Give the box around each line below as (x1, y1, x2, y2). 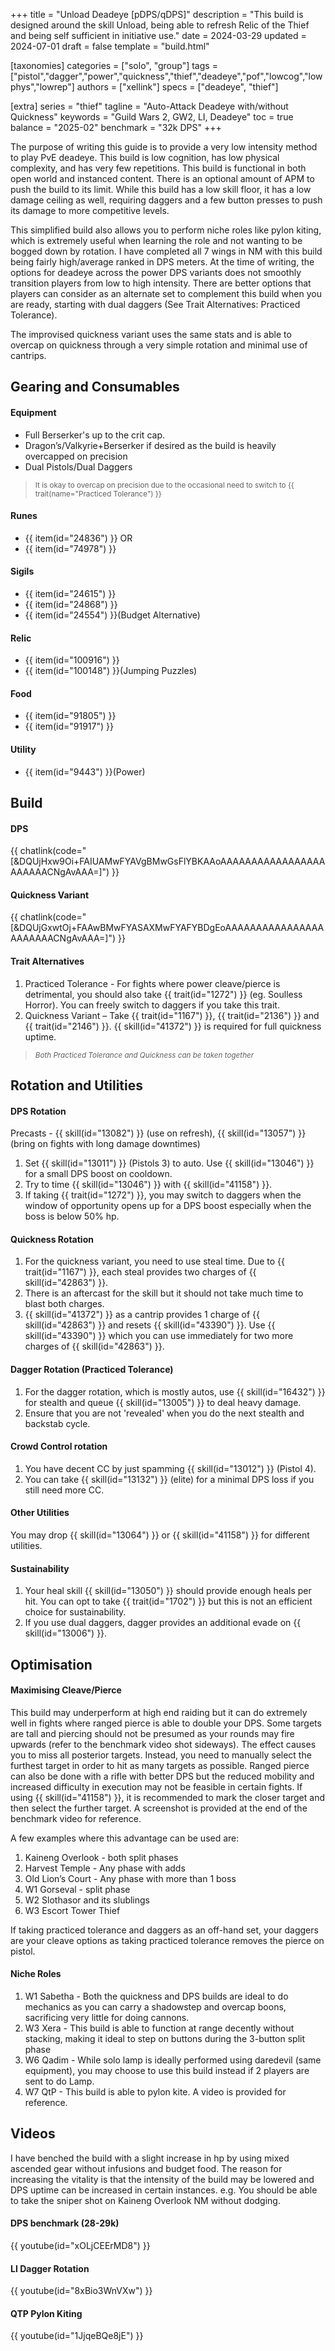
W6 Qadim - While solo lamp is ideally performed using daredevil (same (24, 2054, 322, 2066)
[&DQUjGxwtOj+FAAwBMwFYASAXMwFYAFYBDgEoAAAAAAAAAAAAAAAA (10, 922, 325, 934)
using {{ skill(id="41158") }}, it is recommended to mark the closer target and (10, 1791, 326, 1803)
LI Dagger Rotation (10, 2262, 90, 2274)
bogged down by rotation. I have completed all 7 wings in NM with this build (10, 245, 323, 257)
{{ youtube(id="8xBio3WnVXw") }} (10, 2285, 153, 2297)
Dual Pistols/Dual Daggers (24, 460, 133, 473)
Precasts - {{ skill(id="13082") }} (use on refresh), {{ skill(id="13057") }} (10, 1127, 307, 1139)
